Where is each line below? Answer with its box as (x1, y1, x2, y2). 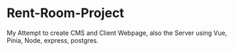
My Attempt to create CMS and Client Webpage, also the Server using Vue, (6, 28, 228, 37)
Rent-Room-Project (6, 5, 125, 21)
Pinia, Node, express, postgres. (6, 36, 99, 44)
